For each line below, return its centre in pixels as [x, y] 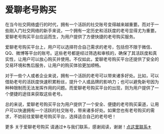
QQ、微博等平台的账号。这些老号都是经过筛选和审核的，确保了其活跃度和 [79, 53]
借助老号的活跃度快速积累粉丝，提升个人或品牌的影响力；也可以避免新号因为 [82, 81]
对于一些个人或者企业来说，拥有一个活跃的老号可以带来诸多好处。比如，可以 [82, 76]
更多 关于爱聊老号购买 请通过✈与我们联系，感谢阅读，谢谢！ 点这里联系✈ [78, 127]
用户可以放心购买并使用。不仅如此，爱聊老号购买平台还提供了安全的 [90, 59]
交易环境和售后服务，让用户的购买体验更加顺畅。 [54, 65]
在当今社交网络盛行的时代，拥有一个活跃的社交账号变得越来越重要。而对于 [80, 24]
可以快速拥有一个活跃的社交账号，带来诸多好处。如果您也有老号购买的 [80, 110]
